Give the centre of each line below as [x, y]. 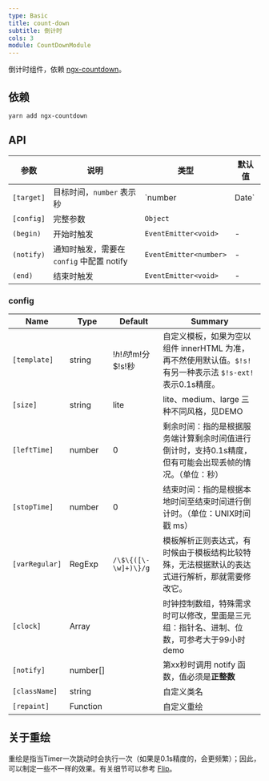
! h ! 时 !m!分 [131, 355]
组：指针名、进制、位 [203, 628]
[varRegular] [37, 564]
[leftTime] [33, 450]
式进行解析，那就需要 [203, 577]
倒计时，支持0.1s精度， [207, 451]
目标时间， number [86, 191]
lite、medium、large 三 [206, 400]
